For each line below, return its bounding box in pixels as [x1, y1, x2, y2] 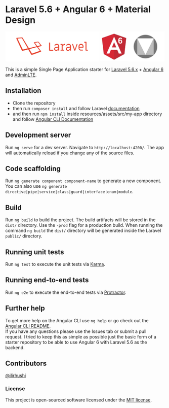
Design [5, 14, 36, 26]
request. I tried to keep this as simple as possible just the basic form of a [5, 333, 157, 339]
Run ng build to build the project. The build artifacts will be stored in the [5, 217, 156, 223]
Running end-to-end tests [5, 276, 89, 285]
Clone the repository [12, 100, 56, 106]
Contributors [5, 359, 47, 368]
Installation [5, 86, 41, 95]
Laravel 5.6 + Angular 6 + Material [5, 4, 151, 15]
